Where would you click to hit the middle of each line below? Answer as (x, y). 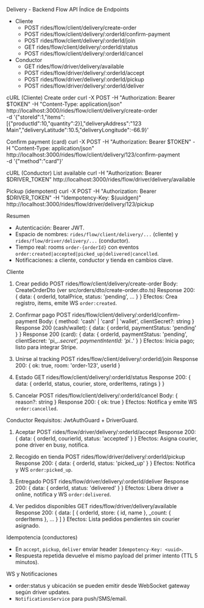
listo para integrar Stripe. (46, 347)
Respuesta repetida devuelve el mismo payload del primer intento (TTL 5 (106, 556)
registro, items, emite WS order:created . (66, 303)
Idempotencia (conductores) (42, 537)
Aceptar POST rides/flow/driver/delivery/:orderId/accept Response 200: (105, 432)
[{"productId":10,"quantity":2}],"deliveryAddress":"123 (74, 124)
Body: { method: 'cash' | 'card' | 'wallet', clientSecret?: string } (117, 321)
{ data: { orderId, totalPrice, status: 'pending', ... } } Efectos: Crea (96, 296)
